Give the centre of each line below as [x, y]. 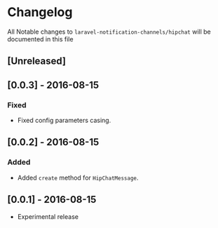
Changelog [40, 12]
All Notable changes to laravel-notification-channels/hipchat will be [109, 32]
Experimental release [48, 216]
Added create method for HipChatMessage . [78, 177]
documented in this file [40, 39]
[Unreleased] [37, 61]
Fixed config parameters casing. [64, 121]
